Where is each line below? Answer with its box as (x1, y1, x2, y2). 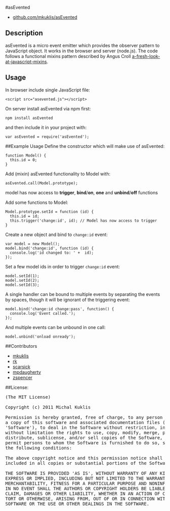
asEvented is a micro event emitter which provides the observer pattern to (5, 42, 160, 48)
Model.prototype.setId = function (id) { (5, 209, 94, 214)
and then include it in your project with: (5, 124, 87, 130)
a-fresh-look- (132, 53, 160, 59)
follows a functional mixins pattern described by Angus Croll (5, 53, 131, 59)
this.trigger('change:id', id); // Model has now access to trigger (10, 218, 157, 223)
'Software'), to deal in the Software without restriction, (5, 425, 158, 430)
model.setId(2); (5, 278, 39, 283)
